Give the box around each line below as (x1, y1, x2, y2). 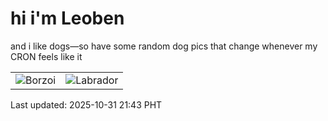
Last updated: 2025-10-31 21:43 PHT (10, 98, 163, 111)
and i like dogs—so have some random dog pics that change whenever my (10, 40, 318, 52)
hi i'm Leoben (10, 7, 125, 30)
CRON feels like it (10, 50, 83, 62)
